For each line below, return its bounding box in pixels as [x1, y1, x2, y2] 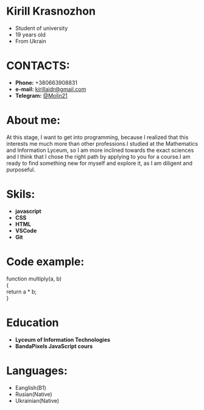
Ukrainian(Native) [15, 397, 60, 404]
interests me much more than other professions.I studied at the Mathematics [6, 140, 199, 147]
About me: [6, 113, 61, 128]
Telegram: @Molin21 [15, 92, 68, 99]
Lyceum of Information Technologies [15, 336, 111, 343]
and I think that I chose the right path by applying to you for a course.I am [6, 153, 191, 160]
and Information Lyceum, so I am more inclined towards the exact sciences [6, 146, 194, 154]
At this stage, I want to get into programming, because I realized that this [6, 133, 189, 141]
